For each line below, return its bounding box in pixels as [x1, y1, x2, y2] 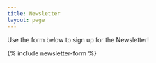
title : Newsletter [7, 10, 61, 17]
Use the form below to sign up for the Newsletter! [7, 35, 150, 44]
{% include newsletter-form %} [7, 49, 97, 57]
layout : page [7, 17, 45, 24]
